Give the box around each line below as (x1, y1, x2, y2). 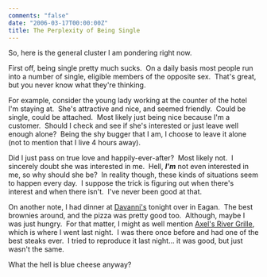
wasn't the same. (8, 244, 65, 254)
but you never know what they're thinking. (8, 80, 146, 90)
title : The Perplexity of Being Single (8, 26, 141, 34)
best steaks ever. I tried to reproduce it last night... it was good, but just (8, 236, 243, 246)
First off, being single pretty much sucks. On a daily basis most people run (8, 63, 253, 73)
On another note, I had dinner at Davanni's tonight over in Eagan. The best (8, 202, 253, 212)
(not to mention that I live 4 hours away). (8, 138, 141, 148)
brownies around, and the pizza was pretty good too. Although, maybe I (8, 211, 246, 221)
